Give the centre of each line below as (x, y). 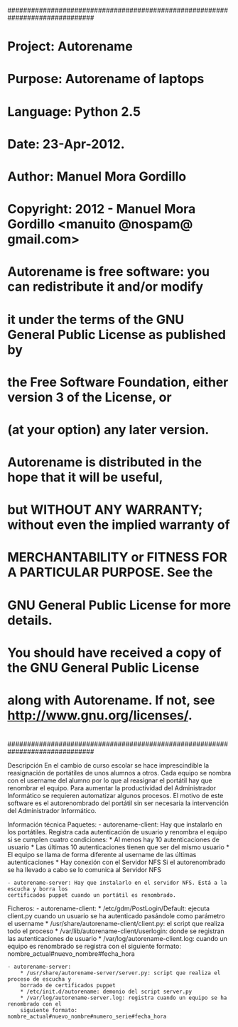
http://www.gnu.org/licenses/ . (100, 715)
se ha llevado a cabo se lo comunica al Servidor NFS (85, 870)
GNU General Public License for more (119, 605)
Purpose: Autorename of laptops (106, 79)
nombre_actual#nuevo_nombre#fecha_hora (71, 954)
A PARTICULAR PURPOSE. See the (110, 572)
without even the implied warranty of (119, 525)
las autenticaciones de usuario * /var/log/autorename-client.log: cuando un (117, 939)
